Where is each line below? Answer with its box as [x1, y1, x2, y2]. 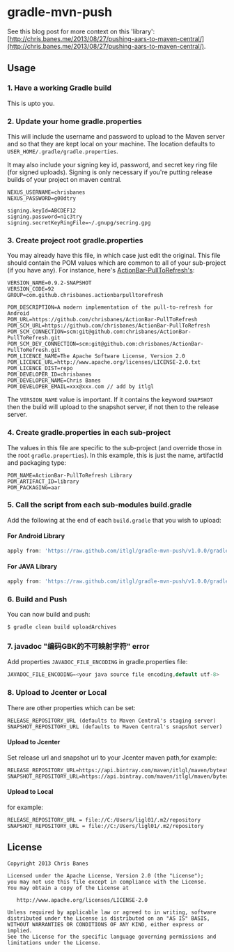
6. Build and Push [7, 594, 68, 604]
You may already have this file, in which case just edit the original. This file [7, 252, 221, 260]
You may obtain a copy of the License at [7, 884, 130, 891]
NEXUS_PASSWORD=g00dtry [7, 194, 77, 202]
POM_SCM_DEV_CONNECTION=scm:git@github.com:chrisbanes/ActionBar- [7, 341, 204, 348]
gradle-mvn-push [7, 4, 113, 20]
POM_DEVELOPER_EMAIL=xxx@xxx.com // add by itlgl [7, 383, 155, 390]
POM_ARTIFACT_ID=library [7, 478, 79, 485]
